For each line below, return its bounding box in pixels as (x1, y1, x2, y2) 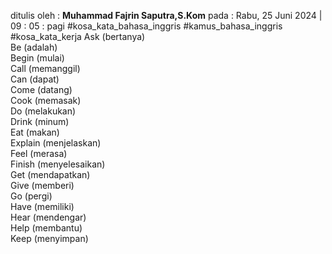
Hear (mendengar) (10, 211, 87, 223)
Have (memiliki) (10, 201, 75, 212)
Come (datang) (10, 84, 73, 95)
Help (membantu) (10, 222, 83, 234)
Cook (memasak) (10, 95, 82, 106)
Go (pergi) (10, 190, 53, 202)
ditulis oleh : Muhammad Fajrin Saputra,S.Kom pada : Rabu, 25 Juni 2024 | (10, 10, 323, 21)
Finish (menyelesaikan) (10, 158, 106, 170)
